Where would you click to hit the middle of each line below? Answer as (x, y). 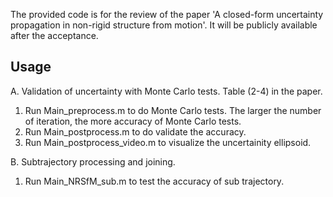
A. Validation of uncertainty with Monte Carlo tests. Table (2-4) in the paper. (166, 91)
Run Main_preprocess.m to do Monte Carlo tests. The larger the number (173, 110)
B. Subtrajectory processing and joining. (93, 161)
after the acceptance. (54, 35)
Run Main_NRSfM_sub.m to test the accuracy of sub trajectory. (154, 181)
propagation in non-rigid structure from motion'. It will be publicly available (164, 25)
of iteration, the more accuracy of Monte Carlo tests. (133, 121)
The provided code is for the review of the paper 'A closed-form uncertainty (167, 14)
